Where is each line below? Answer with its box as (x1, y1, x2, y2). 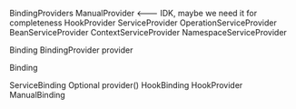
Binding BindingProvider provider (9, 45, 133, 55)
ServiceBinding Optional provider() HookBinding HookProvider (9, 80, 243, 90)
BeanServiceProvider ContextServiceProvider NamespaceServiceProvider (9, 27, 288, 37)
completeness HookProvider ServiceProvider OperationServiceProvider (9, 17, 277, 28)
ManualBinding (9, 90, 65, 100)
